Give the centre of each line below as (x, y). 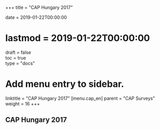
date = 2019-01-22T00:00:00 (36, 17)
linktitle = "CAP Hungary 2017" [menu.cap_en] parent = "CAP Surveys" (80, 98)
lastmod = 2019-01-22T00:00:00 (78, 38)
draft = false (18, 52)
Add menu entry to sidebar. (65, 84)
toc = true (16, 58)
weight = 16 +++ (23, 104)
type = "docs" (20, 63)
